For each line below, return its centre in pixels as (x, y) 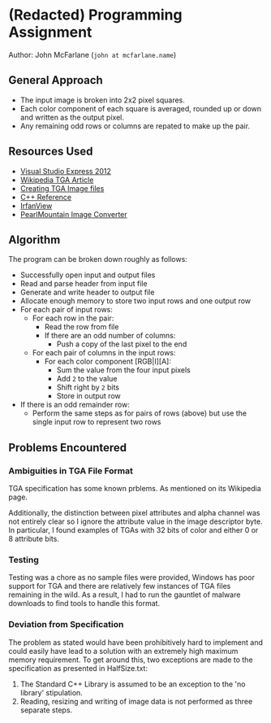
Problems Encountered (68, 448)
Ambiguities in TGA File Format (71, 471)
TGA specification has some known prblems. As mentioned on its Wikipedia (135, 489)
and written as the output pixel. (72, 117)
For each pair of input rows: (67, 310)
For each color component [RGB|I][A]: (108, 361)
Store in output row (89, 396)
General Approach (56, 80)
